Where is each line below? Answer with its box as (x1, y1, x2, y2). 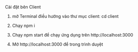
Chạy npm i (12, 23, 35, 28)
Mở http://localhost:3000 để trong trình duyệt (12, 41, 103, 47)
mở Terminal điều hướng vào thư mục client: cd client (12, 13, 119, 19)
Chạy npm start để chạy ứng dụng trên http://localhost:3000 (12, 32, 134, 38)
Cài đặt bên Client (5, 4, 41, 10)
